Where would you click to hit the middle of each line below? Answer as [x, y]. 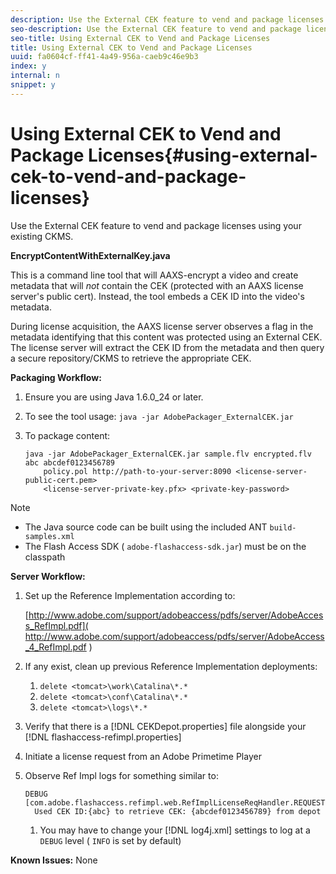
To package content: [67, 435]
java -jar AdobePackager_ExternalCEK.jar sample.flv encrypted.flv [168, 454]
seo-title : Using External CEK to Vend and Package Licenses [140, 38]
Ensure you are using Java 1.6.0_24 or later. [114, 397]
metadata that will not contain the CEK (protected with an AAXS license [157, 285]
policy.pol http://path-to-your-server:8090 [137, 471]
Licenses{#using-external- [203, 155]
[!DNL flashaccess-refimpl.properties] [103, 737]
